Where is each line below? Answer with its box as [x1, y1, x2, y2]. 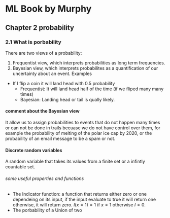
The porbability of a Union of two [12, 207, 82, 213]
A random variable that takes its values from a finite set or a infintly [5, 158, 146, 165]
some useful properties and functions [5, 175, 84, 181]
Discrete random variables [5, 147, 62, 153]
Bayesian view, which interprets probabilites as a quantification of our [12, 65, 158, 71]
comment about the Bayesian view [5, 108, 80, 114]
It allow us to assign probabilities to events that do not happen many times [5, 120, 160, 126]
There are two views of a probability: [5, 50, 82, 56]
